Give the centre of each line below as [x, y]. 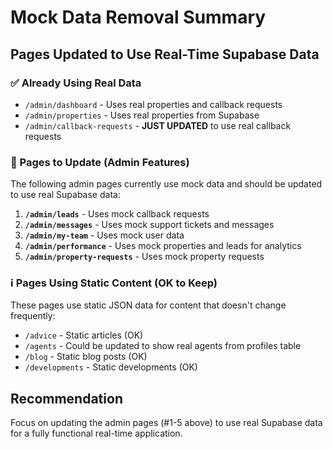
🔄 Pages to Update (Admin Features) [100, 162]
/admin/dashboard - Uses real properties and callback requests [153, 104]
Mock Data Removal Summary [138, 17]
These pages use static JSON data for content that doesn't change [148, 305]
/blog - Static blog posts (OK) [86, 357]
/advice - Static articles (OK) [84, 335]
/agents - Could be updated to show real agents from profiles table [163, 346]
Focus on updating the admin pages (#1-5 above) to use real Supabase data [166, 423]
